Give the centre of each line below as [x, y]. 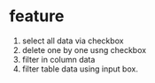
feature [37, 16]
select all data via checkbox [73, 41]
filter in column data [58, 59]
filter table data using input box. [80, 69]
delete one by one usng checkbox [84, 49]
